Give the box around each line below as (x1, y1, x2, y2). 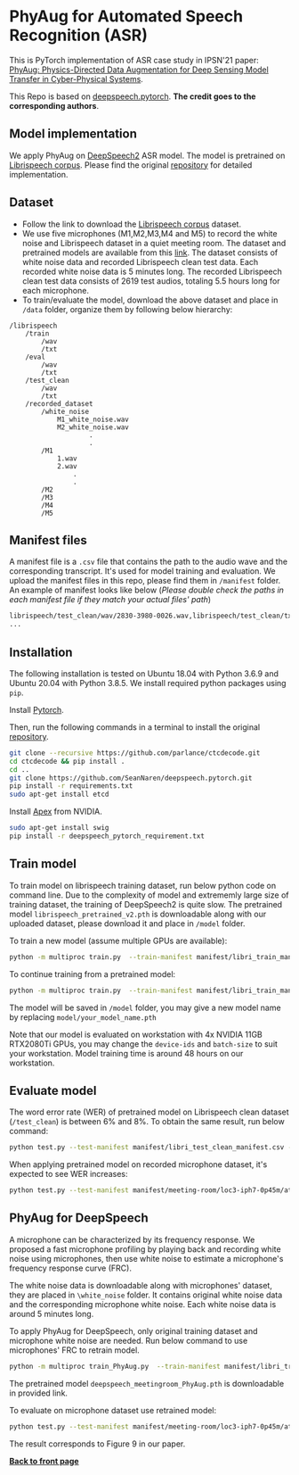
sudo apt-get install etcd (9, 790, 109, 800)
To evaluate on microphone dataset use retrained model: (9, 1405, 217, 1415)
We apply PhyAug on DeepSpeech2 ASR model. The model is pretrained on (9, 150, 286, 161)
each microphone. (21, 285, 89, 295)
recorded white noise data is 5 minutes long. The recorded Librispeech (21, 266, 283, 277)
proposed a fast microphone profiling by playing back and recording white (9, 1243, 282, 1255)
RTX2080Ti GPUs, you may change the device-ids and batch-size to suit (9, 1038, 279, 1049)
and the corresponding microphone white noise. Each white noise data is (9, 1298, 277, 1309)
